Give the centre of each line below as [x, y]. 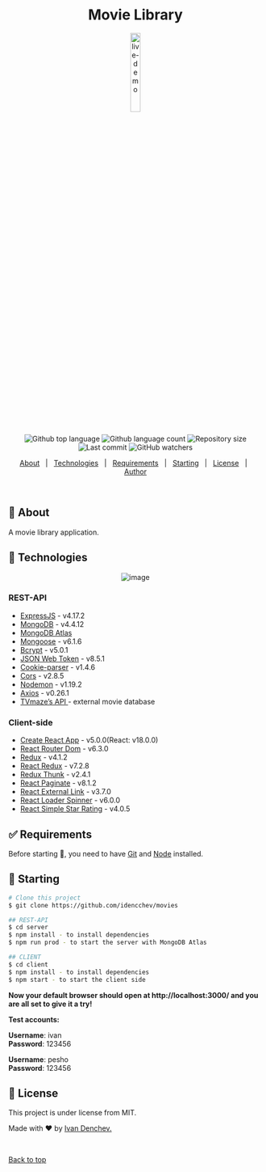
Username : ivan [35, 1035]
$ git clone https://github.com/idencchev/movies [94, 905]
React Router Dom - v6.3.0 [64, 749]
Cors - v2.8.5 [42, 675]
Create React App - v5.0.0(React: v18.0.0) [89, 740]
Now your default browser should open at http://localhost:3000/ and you [133, 995]
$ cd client [28, 964]
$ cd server [28, 928]
